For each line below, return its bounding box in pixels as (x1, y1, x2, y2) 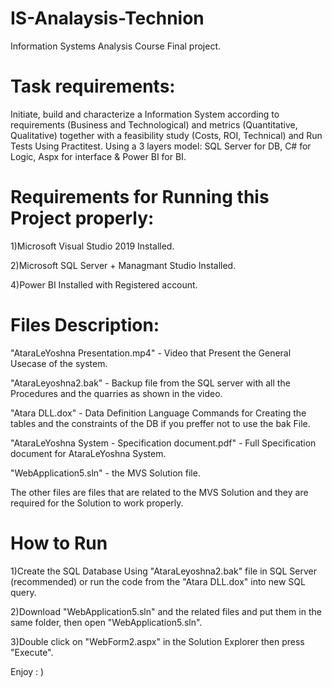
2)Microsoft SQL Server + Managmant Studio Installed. (10, 259, 237, 271)
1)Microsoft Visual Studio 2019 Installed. (10, 240, 175, 252)
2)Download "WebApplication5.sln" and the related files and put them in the (10, 605, 322, 617)
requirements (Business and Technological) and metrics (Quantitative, (10, 118, 298, 131)
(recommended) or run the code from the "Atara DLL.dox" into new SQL (10, 575, 306, 587)
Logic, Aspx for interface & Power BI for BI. (10, 150, 187, 162)
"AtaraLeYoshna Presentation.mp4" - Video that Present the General (10, 347, 292, 359)
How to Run (10, 532, 108, 554)
